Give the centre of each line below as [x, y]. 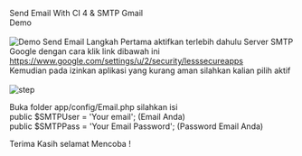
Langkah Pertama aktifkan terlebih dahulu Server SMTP [190, 41]
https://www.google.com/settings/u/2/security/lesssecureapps [127, 61]
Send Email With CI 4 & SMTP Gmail [76, 13]
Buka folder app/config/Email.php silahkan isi [94, 107]
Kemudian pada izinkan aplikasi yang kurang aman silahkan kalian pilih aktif [150, 70]
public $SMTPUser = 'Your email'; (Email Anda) [97, 117]
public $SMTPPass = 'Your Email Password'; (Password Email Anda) [137, 126]
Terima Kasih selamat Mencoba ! [70, 144]
